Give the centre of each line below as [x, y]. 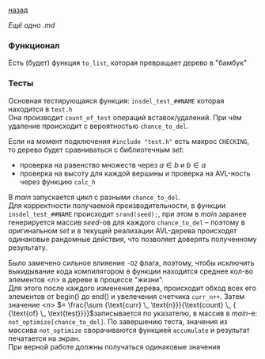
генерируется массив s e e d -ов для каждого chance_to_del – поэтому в [127, 222]
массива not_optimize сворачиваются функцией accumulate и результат [129, 330]
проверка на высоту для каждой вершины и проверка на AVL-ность [135, 173]
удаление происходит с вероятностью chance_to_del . [98, 126]
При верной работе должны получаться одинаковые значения [114, 346]
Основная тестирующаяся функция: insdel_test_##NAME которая [116, 100]
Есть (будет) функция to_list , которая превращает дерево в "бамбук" [128, 63]
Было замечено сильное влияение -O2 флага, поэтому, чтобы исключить [131, 263]
